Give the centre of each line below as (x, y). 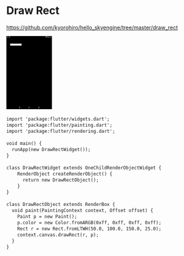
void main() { (24, 143)
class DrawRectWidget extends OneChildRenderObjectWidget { (84, 168)
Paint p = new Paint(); (47, 216)
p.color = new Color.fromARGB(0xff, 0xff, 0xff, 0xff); (90, 222)
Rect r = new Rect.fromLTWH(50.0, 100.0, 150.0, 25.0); (90, 229)
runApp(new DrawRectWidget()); (51, 149)
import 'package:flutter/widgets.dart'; (58, 119)
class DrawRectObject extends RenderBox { (61, 204)
